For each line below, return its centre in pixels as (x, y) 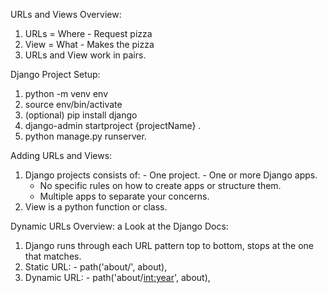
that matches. (53, 256)
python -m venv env (66, 93)
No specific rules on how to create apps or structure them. (160, 185)
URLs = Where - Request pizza (88, 33)
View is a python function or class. (96, 207)
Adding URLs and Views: (61, 155)
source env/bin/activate (73, 104)
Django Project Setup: (55, 74)
